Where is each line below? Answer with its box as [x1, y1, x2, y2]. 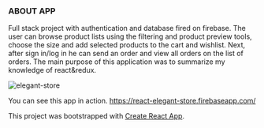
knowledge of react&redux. [8, 66, 97, 75]
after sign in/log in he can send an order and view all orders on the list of [8, 49, 244, 58]
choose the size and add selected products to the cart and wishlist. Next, [8, 40, 246, 50]
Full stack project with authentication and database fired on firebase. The [8, 24, 246, 33]
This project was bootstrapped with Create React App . [8, 111, 185, 121]
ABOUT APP [8, 6, 56, 17]
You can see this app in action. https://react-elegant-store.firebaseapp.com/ [8, 96, 256, 106]
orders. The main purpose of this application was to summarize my [8, 57, 226, 66]
